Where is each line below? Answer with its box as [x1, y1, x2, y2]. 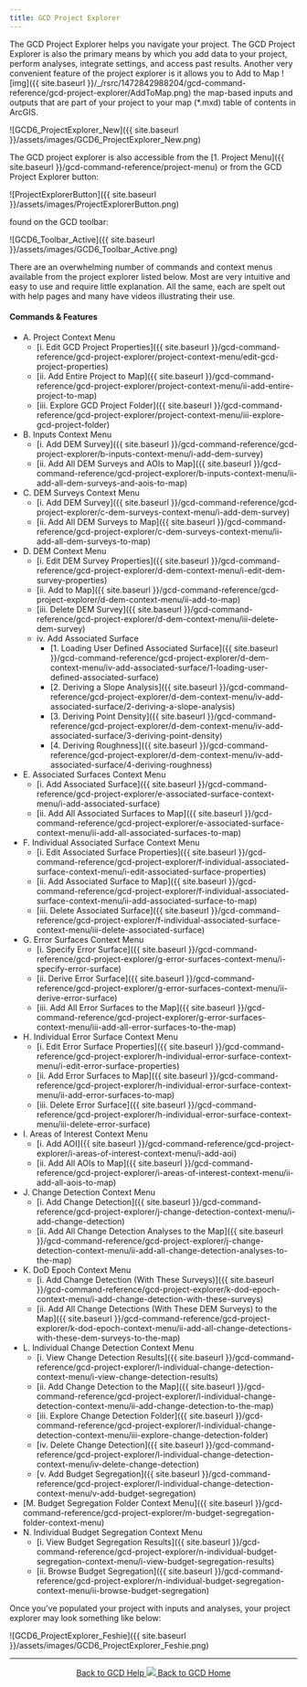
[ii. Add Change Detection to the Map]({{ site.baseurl [36, 1381, 236, 1392]
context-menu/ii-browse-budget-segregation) [36, 1585, 210, 1596]
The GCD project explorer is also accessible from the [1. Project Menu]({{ [9, 152, 285, 163]
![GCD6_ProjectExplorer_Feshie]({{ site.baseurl [9, 1629, 186, 1641]
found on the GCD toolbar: [9, 216, 109, 227]
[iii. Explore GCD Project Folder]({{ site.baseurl [36, 400, 212, 411]
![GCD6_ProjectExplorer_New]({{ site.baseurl [9, 124, 179, 135]
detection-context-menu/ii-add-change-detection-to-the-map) [36, 1400, 274, 1411]
